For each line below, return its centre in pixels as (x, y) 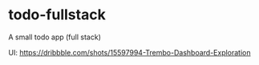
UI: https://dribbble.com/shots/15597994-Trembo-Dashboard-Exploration (129, 52)
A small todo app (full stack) (55, 37)
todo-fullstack (57, 15)
